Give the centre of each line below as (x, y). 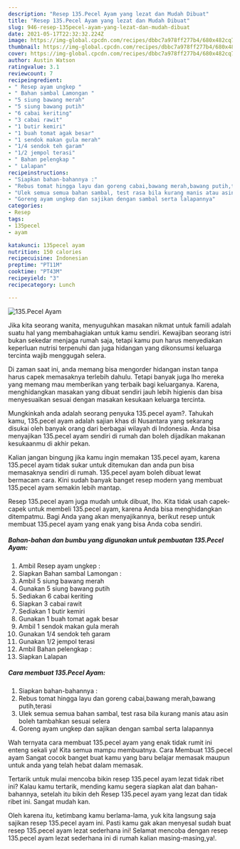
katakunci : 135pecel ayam (46, 245)
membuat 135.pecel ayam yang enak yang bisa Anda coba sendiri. (105, 524)
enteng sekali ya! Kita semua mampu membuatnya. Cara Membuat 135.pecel (120, 750)
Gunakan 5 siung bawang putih (64, 589)
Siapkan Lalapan (43, 656)
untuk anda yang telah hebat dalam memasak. (75, 765)
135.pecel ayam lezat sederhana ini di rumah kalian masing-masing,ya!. (113, 838)
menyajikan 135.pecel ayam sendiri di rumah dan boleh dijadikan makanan (117, 436)
